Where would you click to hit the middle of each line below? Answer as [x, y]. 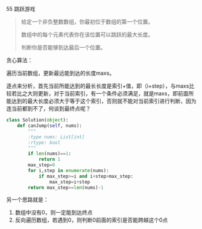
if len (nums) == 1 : [49, 154]
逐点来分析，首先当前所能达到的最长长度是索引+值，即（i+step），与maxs [98, 86]
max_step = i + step [70, 182]
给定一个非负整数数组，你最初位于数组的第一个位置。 [87, 22]
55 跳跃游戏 [21, 9]
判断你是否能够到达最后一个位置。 [63, 47]
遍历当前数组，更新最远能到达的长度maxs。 [61, 73]
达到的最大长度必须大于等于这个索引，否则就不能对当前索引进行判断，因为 [104, 101]
